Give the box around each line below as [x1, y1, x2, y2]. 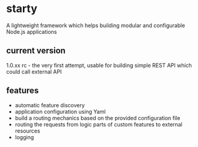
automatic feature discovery [14, 101, 85, 108]
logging [14, 133, 34, 140]
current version [6, 46, 66, 56]
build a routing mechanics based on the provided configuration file [14, 114, 181, 122]
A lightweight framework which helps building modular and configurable [6, 22, 185, 29]
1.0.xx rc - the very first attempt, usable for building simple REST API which [6, 61, 193, 69]
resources [14, 127, 40, 134]
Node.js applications [6, 28, 57, 35]
